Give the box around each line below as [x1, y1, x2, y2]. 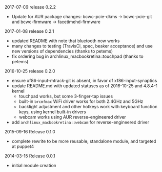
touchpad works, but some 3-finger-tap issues [19, 93, 113, 99]
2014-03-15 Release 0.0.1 [4, 153, 56, 159]
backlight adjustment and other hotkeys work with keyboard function [19, 104, 158, 109]
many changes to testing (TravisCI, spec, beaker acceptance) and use [11, 43, 153, 49]
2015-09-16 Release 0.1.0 [4, 129, 56, 134]
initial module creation [11, 163, 57, 168]
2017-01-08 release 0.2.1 [4, 28, 54, 34]
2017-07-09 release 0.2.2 [4, 4, 56, 10]
